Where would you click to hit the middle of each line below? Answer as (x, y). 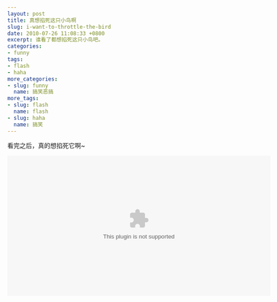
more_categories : (33, 79)
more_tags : (23, 99)
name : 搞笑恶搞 (34, 92)
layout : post (26, 14)
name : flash (31, 111)
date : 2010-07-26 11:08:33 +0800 (56, 33)
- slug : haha (26, 118)
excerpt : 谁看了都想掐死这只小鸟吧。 (55, 40)
